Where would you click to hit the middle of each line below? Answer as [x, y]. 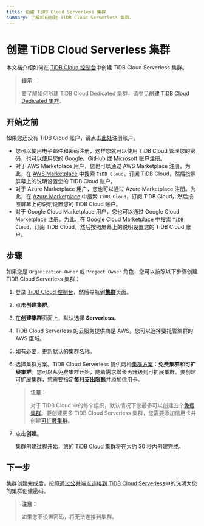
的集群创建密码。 [28, 491]
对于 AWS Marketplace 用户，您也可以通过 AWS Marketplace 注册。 [100, 166]
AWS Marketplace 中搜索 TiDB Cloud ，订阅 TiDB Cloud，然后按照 [114, 174]
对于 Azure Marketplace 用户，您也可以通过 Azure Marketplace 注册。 [103, 189]
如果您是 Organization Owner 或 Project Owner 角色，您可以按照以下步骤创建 [102, 272]
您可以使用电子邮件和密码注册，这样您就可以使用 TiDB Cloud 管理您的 [103, 151]
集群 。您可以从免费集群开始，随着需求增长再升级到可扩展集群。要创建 [108, 372]
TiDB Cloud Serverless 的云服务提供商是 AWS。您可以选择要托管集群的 [104, 331]
